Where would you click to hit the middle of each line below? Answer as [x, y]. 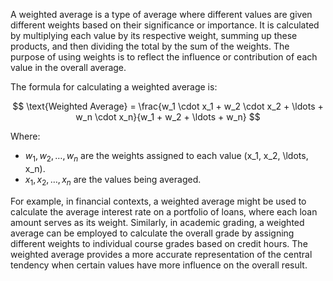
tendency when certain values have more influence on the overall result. [159, 265]
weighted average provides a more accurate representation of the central [161, 254]
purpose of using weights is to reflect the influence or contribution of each [164, 57]
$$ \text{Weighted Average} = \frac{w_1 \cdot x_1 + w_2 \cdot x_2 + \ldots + [168, 106]
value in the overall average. [68, 67]
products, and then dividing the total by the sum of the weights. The [150, 46]
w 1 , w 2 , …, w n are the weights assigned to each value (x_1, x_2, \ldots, [166, 157]
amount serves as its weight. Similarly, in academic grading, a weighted [157, 222]
